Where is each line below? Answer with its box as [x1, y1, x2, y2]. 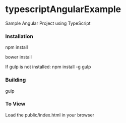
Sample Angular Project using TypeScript [5, 20, 91, 26]
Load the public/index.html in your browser [5, 112, 95, 118]
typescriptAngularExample [5, 4, 121, 15]
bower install [5, 54, 32, 60]
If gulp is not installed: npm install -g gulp [5, 64, 91, 70]
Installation [5, 33, 34, 40]
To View [5, 100, 26, 107]
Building [5, 77, 26, 84]
